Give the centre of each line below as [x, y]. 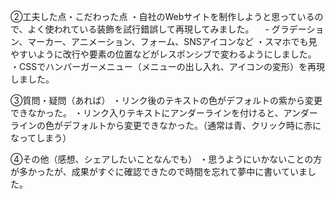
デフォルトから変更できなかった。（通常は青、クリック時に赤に [192, 125]
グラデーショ [298, 29]
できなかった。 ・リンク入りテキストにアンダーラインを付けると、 [147, 113]
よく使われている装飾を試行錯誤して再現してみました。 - [148, 29]
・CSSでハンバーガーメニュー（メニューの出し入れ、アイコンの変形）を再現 [168, 66]
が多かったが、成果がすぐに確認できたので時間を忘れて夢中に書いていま [159, 171]
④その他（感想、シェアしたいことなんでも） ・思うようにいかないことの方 [166, 159]
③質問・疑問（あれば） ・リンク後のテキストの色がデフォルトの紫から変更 [166, 100]
